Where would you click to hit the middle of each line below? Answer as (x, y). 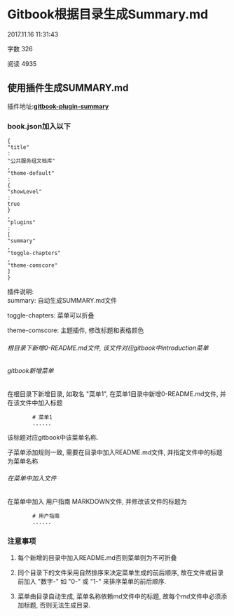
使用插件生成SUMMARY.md (68, 88)
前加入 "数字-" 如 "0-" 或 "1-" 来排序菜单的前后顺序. (92, 582)
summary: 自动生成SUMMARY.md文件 (62, 301)
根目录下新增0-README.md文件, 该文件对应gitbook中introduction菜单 (108, 348)
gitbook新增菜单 (30, 371)
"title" (19, 148)
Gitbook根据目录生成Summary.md (108, 14)
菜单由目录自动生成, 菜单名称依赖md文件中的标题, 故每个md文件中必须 (119, 596)
